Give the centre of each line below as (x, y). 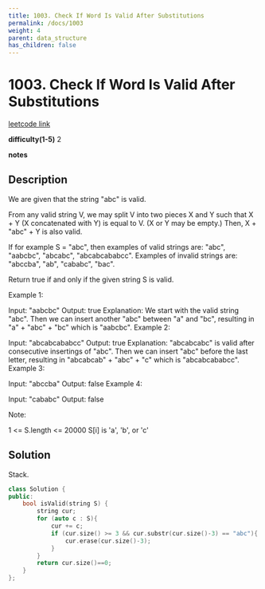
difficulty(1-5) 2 (35, 140)
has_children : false (43, 45)
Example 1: (26, 294)
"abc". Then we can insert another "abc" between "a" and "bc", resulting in (131, 318)
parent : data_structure (48, 38)
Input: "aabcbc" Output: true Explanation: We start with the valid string (124, 310)
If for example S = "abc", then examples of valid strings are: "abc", (117, 247)
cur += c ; (67, 526)
